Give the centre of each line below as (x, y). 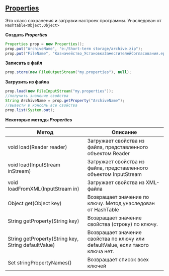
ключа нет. (101, 251)
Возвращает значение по (118, 197)
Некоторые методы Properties (39, 120)
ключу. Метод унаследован (121, 203)
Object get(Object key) (35, 203)
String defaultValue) (31, 245)
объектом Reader (108, 153)
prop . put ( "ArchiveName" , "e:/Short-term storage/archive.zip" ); (74, 49)
